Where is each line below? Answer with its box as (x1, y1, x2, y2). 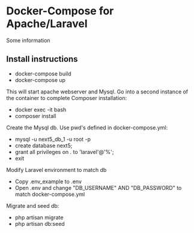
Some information (6, 37, 50, 44)
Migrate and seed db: (6, 202, 59, 209)
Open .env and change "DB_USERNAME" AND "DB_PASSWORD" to (14, 184, 182, 191)
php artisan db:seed (14, 220, 65, 227)
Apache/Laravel (6, 17, 88, 31)
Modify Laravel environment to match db (6, 166, 107, 173)
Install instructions (6, 54, 78, 64)
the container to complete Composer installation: (6, 94, 127, 101)
